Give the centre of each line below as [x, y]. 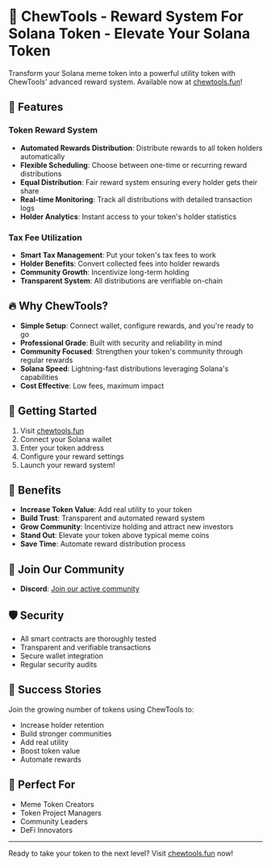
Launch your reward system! [67, 465]
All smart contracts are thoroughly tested [88, 638]
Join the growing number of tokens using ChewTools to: [101, 709]
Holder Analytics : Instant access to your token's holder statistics [128, 216]
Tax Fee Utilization [45, 238]
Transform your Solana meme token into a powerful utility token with [122, 73]
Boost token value [50, 750]
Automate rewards [51, 759]
